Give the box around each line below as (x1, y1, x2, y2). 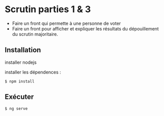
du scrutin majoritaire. (12, 31, 58, 37)
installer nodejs (5, 59, 37, 65)
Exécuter (5, 93, 34, 101)
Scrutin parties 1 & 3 (5, 4, 91, 15)
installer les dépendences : (5, 69, 61, 75)
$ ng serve (5, 106, 28, 111)
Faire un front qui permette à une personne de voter (12, 20, 121, 26)
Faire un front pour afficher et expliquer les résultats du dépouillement (12, 25, 159, 31)
